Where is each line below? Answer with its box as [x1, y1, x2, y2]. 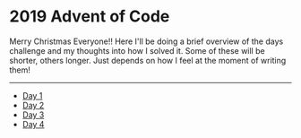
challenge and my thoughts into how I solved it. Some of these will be [9, 45, 266, 56]
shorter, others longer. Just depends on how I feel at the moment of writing [9, 55, 287, 65]
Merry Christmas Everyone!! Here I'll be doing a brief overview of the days [9, 36, 284, 47]
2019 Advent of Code [9, 6, 170, 27]
